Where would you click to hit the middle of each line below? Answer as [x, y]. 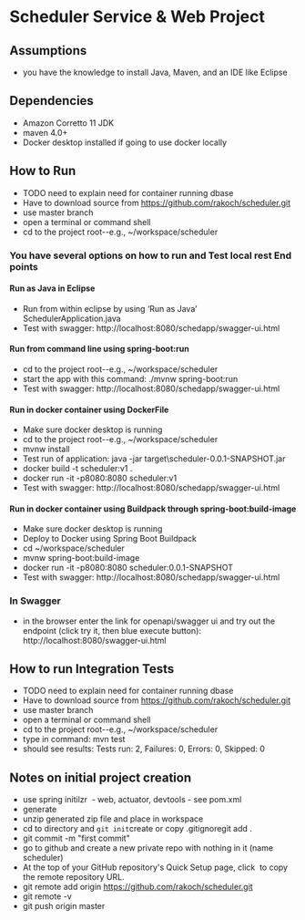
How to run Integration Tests [92, 669]
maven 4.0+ [45, 132]
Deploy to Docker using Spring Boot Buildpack [110, 539]
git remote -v [47, 896]
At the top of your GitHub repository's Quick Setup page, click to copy [155, 867]
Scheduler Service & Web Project [137, 17]
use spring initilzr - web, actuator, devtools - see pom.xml [132, 800]
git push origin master [64, 906]
